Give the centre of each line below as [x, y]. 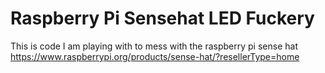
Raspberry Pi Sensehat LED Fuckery [162, 18]
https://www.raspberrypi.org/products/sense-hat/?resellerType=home [155, 56]
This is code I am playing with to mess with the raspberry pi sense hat [154, 46]
